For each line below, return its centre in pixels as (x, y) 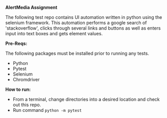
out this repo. (27, 105)
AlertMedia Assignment (31, 7)
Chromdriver (26, 79)
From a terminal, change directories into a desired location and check (86, 99)
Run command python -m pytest (47, 110)
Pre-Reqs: (16, 43)
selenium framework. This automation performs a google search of (76, 23)
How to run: (18, 89)
